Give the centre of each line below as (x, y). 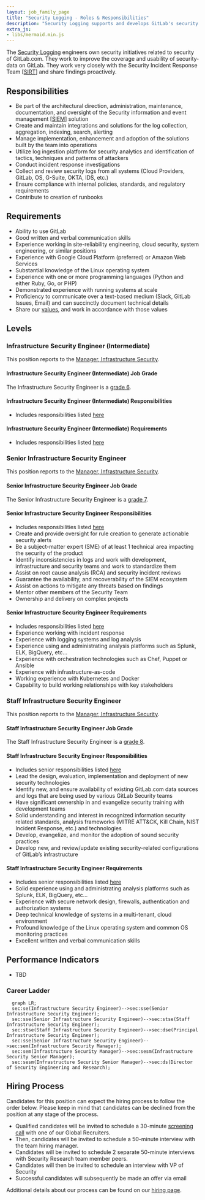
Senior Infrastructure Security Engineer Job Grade (72, 486)
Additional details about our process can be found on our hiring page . (94, 1190)
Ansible (25, 665)
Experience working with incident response (70, 633)
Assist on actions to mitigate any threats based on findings (89, 586)
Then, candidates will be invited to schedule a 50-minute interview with (105, 1139)
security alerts (33, 540)
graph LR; (24, 1003)
